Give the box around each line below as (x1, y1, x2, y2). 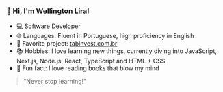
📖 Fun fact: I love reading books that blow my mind (16, 64, 159, 72)
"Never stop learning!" (23, 78, 87, 86)
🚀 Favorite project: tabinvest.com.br (16, 40, 118, 48)
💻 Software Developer (16, 22, 81, 30)
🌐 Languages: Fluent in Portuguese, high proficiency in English (16, 32, 194, 40)
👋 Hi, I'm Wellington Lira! (6, 6, 90, 16)
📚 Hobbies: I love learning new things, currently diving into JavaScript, (16, 47, 217, 55)
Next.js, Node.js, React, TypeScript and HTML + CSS (16, 57, 166, 65)
